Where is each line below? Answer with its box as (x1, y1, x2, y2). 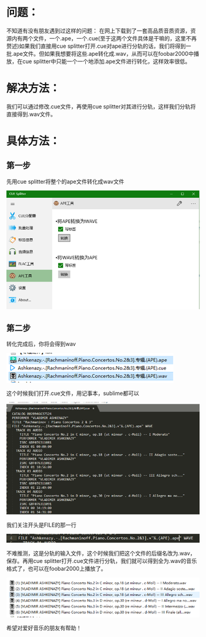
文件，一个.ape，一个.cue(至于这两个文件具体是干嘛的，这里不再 (32, 34, 197, 42)
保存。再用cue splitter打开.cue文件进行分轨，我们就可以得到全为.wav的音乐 (6, 557, 197, 565)
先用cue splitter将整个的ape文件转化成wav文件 (6, 178, 124, 185)
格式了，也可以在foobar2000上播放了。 (6, 565, 107, 573)
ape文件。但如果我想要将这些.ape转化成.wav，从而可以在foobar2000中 (13, 50, 194, 57)
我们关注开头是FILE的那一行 (6, 521, 77, 529)
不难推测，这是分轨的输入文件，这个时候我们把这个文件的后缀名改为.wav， (6, 549, 196, 557)
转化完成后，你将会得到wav (6, 341, 76, 348)
